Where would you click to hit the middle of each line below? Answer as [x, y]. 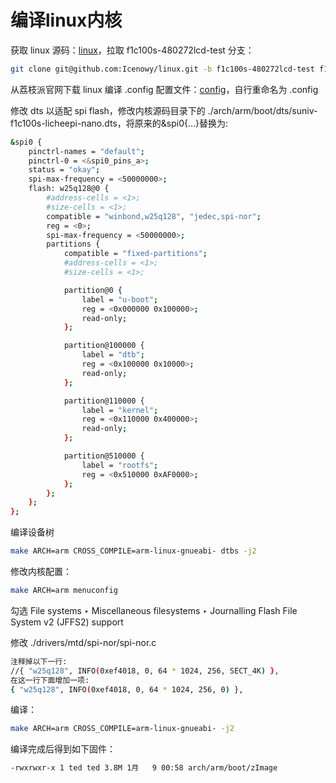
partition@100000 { [104, 346]
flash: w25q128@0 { [69, 189]
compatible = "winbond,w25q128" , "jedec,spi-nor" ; [154, 216]
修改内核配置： [41, 572]
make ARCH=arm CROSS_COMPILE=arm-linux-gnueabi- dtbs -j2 [133, 551]
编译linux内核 [66, 20]
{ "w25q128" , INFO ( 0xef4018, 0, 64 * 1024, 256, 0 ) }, [127, 689]
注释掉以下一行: [39, 661]
